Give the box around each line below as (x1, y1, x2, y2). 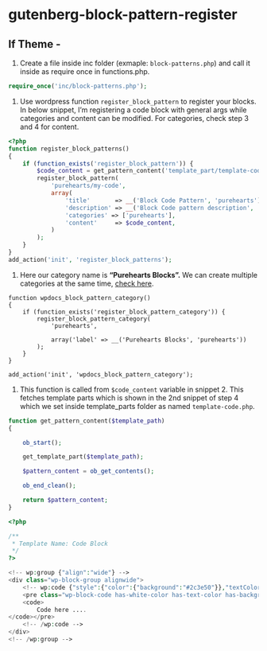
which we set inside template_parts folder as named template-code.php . (19, 401, 256, 411)
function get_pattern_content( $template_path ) (8, 416, 165, 425)
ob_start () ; (22, 439, 62, 446)
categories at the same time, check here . (19, 279, 154, 288)
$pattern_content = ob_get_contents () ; (22, 467, 155, 475)
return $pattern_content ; (22, 496, 109, 504)
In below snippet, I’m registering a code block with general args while (19, 105, 248, 115)
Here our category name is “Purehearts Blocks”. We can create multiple (19, 270, 258, 279)
